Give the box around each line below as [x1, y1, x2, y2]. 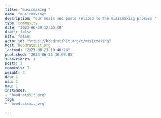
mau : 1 [5, 83, 18, 88]
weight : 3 [5, 70, 25, 75]
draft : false [5, 29, 31, 34]
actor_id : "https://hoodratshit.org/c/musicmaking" [5, 39, 111, 44]
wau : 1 [5, 79, 18, 84]
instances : [5, 88, 27, 93]
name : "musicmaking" [5, 12, 47, 16]
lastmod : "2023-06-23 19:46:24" [5, 47, 70, 52]
